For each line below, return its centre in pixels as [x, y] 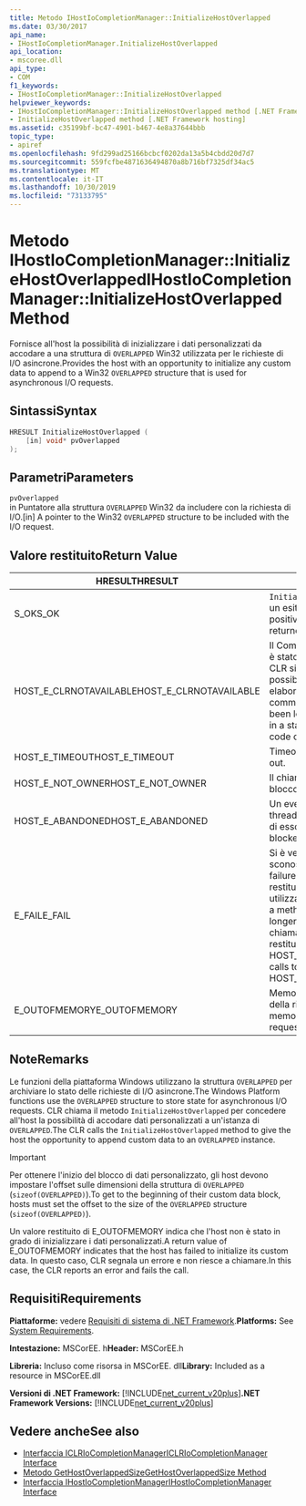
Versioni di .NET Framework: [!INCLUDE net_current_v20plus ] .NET [135, 1393]
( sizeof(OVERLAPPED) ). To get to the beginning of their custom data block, [145, 1194]
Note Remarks [49, 1060]
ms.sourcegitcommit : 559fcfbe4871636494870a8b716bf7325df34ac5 [132, 162]
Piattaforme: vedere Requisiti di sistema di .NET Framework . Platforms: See [152, 1320]
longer [283, 921]
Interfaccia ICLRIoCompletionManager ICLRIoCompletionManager [145, 1453]
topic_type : [32, 137]
